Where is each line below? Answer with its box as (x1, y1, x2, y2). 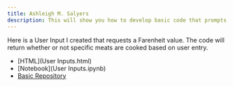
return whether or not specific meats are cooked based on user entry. (7, 43, 209, 52)
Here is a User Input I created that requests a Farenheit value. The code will (7, 35, 225, 44)
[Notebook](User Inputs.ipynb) (17, 64, 106, 72)
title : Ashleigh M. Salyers (7, 10, 90, 17)
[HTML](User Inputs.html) (17, 56, 92, 65)
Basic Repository (17, 71, 66, 80)
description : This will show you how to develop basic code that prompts (7, 17, 227, 24)
